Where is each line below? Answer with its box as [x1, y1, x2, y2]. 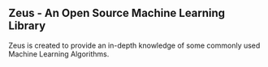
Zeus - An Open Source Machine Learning [8, 6, 226, 20]
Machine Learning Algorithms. [8, 48, 110, 59]
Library [8, 19, 46, 33]
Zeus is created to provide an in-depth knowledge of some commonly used [8, 40, 261, 50]
